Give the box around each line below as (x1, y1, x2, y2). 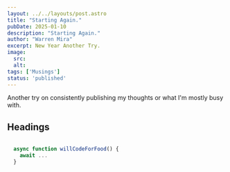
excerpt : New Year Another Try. (7, 42, 100, 49)
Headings (7, 121, 50, 132)
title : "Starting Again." (7, 17, 82, 24)
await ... (19, 152, 48, 160)
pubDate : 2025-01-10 (7, 23, 67, 30)
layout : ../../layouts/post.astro (7, 10, 107, 17)
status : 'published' (7, 74, 67, 82)
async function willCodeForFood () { (13, 146, 119, 153)
